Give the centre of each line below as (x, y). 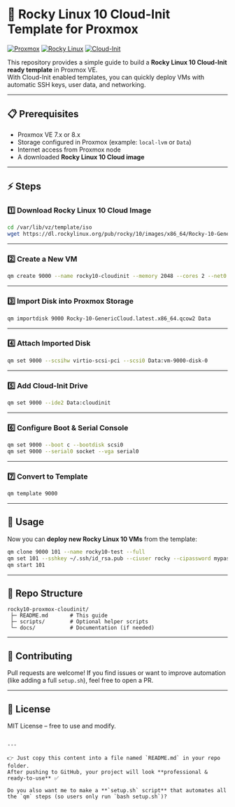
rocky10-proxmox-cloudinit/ (48, 610)
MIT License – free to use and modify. (62, 726)
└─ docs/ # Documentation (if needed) (83, 628)
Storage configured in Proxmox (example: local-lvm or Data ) (104, 142)
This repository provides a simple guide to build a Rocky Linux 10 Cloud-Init (117, 62)
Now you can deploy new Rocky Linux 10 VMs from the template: (102, 539)
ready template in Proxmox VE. (52, 69)
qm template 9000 (33, 494)
